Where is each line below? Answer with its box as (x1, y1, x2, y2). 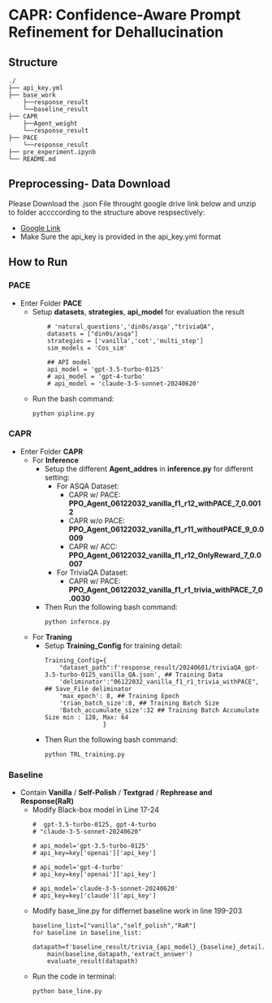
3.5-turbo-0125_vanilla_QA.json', (44, 671, 162, 679)
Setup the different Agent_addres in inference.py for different (44, 463, 253, 473)
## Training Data (164, 671, 223, 679)
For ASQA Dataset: (56, 481, 119, 491)
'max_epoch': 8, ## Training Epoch (59, 692, 180, 700)
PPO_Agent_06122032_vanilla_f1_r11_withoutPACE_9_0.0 (68, 524, 265, 534)
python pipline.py (32, 409, 95, 418)
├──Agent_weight (23, 119, 79, 128)
